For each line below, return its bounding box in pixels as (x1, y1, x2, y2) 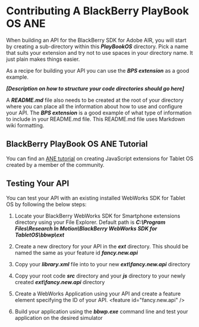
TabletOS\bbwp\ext (14, 231, 65, 238)
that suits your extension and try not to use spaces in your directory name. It (6, 49, 193, 56)
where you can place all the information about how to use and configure (6, 102, 182, 110)
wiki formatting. (6, 122, 45, 129)
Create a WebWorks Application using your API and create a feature (14, 290, 181, 297)
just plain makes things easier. (6, 55, 80, 63)
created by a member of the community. (6, 161, 105, 168)
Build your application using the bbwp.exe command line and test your (14, 308, 188, 315)
